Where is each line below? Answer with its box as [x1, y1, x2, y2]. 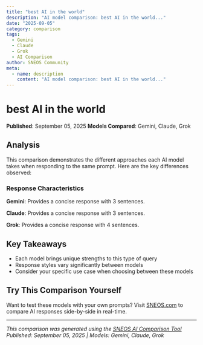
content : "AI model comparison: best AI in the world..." [17, 76, 166, 82]
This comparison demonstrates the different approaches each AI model [6, 156, 184, 163]
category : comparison [6, 25, 61, 32]
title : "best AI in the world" [6, 8, 85, 15]
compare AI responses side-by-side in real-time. [6, 307, 127, 315]
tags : [6, 31, 20, 38]
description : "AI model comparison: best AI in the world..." [6, 15, 166, 21]
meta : [6, 65, 20, 71]
